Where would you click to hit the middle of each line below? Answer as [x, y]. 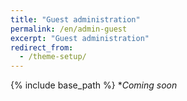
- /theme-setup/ [53, 57]
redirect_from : [42, 47]
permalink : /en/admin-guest [69, 29]
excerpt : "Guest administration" [80, 38]
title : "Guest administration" [75, 19]
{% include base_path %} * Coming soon [94, 85]
